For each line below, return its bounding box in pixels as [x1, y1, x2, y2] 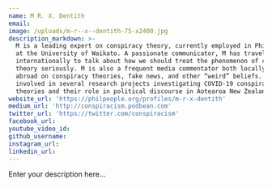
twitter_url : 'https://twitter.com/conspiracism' [8, 110, 180, 118]
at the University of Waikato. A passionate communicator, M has [15, 49, 241, 57]
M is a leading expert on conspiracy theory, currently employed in [15, 42, 252, 50]
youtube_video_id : [8, 125, 70, 133]
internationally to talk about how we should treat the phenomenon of [15, 57, 259, 66]
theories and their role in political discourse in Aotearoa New [15, 87, 241, 96]
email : [8, 19, 31, 28]
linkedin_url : [8, 147, 57, 155]
